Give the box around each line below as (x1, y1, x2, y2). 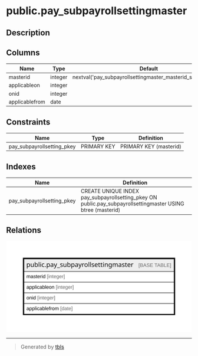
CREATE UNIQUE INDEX (80, 188, 140, 195)
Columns (6, 47, 40, 57)
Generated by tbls (20, 344, 65, 351)
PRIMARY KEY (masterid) (120, 143, 181, 150)
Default (139, 65, 158, 72)
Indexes (6, 161, 37, 172)
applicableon (8, 81, 40, 89)
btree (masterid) (80, 207, 121, 214)
